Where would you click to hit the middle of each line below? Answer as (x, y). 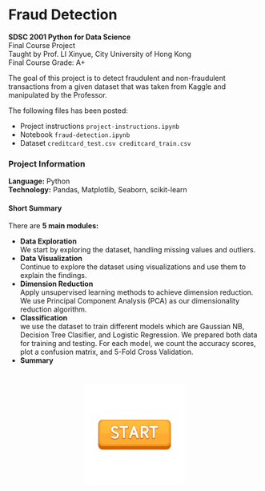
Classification (44, 318)
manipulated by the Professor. (58, 95)
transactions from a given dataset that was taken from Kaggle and (117, 87)
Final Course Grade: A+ (47, 62)
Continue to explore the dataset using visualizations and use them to (133, 267)
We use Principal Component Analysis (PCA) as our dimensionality (130, 301)
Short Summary (35, 208)
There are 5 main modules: (53, 226)
